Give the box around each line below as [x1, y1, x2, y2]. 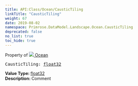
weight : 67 [5, 16, 27, 21]
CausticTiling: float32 [5, 61, 61, 67]
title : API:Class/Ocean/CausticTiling [5, 7, 83, 12]
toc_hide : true [5, 38, 36, 43]
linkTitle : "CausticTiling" [5, 12, 62, 16]
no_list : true [5, 34, 34, 39]
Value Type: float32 [5, 70, 45, 76]
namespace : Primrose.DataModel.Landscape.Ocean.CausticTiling [5, 25, 133, 30]
